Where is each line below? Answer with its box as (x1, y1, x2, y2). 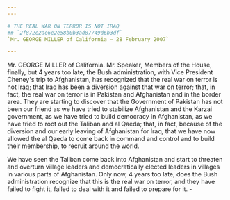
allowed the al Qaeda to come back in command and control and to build (7, 135, 215, 143)
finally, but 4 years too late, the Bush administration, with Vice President (7, 68, 213, 76)
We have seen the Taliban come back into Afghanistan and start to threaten (7, 156, 223, 164)
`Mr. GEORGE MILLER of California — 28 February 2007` (7, 35, 170, 42)
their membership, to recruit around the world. (7, 142, 140, 150)
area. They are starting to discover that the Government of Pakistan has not (7, 98, 224, 106)
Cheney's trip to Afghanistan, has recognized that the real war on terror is (7, 76, 218, 84)
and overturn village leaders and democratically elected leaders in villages (7, 162, 220, 171)
